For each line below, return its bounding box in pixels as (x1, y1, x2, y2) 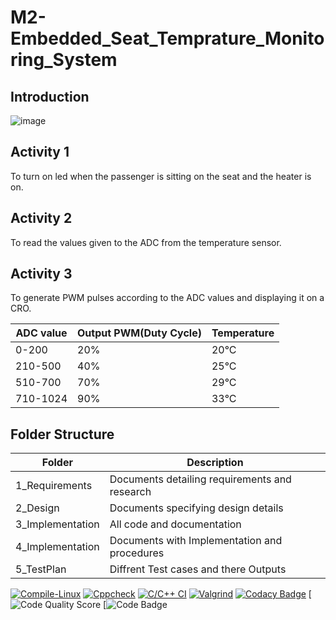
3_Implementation (15, 517, 100, 531)
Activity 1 (10, 144, 70, 161)
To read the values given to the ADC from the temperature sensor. (10, 236, 282, 248)
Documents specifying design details (109, 501, 284, 515)
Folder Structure (10, 426, 115, 443)
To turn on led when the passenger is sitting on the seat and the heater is (10, 170, 312, 182)
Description (186, 456, 244, 470)
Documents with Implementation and (109, 534, 283, 548)
